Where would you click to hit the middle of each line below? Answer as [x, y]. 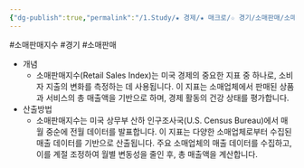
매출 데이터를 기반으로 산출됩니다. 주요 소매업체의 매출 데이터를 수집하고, [164, 143]
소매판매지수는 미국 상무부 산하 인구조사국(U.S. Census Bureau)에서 [157, 120]
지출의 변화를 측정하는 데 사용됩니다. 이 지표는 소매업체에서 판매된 [161, 86]
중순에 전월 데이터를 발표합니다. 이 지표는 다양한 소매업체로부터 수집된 [169, 131]
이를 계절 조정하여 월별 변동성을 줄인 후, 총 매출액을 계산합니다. [147, 154]
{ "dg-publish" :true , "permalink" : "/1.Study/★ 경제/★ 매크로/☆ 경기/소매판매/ [147, 18]
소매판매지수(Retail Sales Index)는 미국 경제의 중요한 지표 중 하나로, [156, 75]
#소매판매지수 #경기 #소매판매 [63, 44]
